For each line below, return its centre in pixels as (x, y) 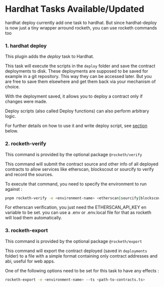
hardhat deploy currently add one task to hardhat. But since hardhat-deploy (81, 23)
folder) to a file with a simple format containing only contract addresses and (81, 256)
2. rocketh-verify (26, 144)
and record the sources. (29, 174)
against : (14, 189)
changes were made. (26, 102)
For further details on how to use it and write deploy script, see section (76, 126)
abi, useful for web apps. (30, 261)
